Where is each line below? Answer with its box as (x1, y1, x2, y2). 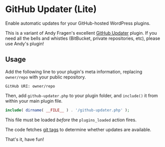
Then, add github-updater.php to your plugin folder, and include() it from (5, 92, 158, 99)
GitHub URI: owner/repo (5, 84, 56, 89)
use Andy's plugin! (5, 40, 44, 46)
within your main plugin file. (5, 98, 63, 104)
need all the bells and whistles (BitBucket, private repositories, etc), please (5, 35, 160, 41)
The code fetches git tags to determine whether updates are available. (5, 126, 151, 132)
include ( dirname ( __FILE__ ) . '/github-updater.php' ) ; (5, 107, 130, 113)
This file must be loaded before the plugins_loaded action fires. (5, 117, 137, 123)
